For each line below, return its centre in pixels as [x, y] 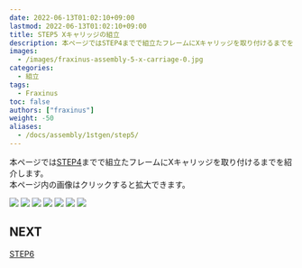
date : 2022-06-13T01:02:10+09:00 [72, 18]
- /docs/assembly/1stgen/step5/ [78, 135]
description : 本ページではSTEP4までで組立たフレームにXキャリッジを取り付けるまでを [152, 43]
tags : [19, 85]
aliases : [26, 127]
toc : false [30, 102]
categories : [32, 69]
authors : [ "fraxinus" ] [52, 110]
